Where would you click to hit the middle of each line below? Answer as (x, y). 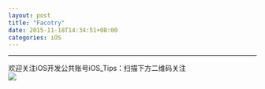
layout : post (30, 15)
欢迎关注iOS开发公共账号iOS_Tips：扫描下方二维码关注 (97, 69)
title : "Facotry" (37, 23)
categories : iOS (35, 37)
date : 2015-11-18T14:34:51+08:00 (63, 30)
